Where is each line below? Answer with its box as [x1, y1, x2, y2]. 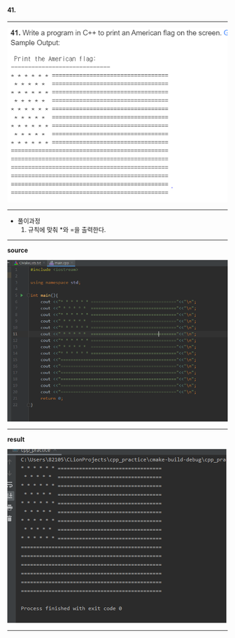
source [7, 246, 29, 255]
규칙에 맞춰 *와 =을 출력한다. [27, 226, 106, 234]
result [7, 435, 25, 443]
